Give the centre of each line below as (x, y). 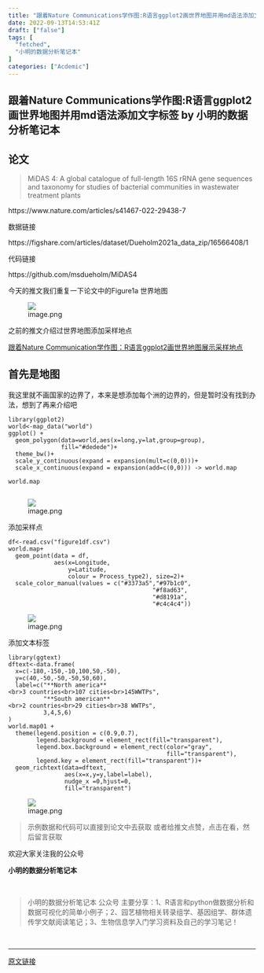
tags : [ (21, 37)
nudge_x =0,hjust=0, (98, 781)
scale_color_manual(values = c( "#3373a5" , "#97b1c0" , (103, 583)
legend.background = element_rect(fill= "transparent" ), (130, 740)
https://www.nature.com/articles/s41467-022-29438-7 (97, 210)
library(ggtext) (35, 658)
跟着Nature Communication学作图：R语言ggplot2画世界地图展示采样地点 (126, 347)
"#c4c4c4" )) (172, 604)
